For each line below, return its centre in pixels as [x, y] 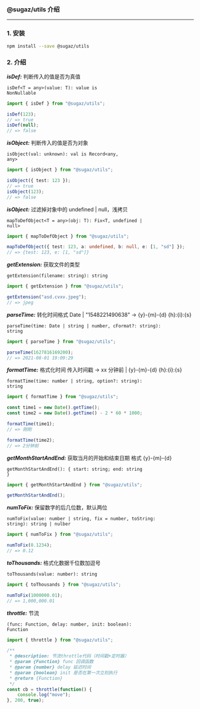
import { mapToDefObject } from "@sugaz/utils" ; [68, 236]
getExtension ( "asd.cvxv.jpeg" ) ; [47, 297]
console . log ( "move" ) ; [44, 695]
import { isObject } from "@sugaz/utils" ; [60, 170]
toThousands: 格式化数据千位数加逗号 [54, 563]
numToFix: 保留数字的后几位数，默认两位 [57, 508]
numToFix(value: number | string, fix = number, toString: [81, 519]
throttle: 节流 [23, 613]
